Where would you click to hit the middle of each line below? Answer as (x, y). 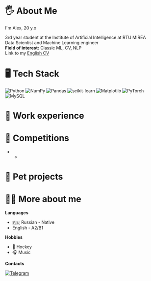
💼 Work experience (45, 116)
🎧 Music (21, 253)
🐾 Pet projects (34, 177)
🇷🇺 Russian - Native (33, 222)
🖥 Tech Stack (32, 74)
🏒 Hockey (22, 247)
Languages (17, 213)
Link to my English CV (27, 53)
